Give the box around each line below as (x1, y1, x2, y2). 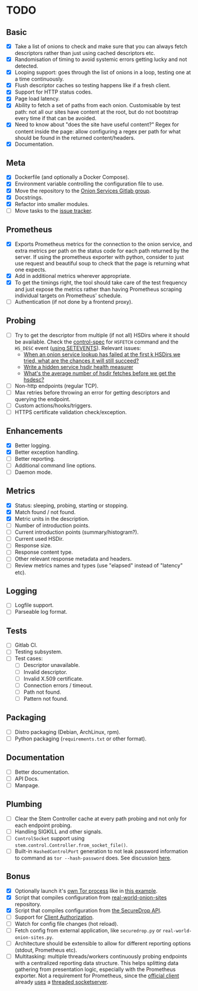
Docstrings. (14, 194, 43, 201)
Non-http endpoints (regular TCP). (14, 382, 99, 389)
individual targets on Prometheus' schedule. (14, 291, 122, 299)
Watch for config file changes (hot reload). (14, 920, 119, 927)
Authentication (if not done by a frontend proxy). (14, 298, 133, 305)
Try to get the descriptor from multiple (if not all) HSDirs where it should (14, 331, 190, 338)
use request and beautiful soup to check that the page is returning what (14, 259, 190, 267)
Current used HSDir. (14, 535, 64, 543)
